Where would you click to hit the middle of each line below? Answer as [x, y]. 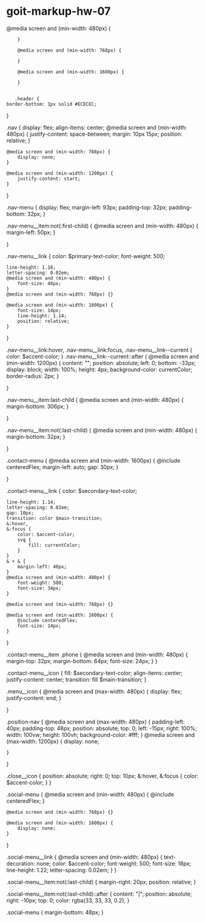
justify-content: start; [49, 179]
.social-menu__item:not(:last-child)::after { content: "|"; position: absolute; [99, 894]
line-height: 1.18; [31, 267]
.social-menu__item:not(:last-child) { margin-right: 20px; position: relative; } [101, 882]
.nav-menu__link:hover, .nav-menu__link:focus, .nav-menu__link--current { [99, 350]
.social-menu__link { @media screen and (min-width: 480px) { [84, 857]
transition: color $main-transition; [54, 518]
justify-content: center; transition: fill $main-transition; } [76, 679]
